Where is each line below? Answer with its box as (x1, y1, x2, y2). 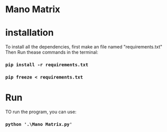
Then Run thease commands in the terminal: (5, 49, 99, 56)
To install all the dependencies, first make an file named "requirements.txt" (5, 44, 162, 50)
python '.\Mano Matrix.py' (5, 121, 73, 127)
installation (5, 27, 54, 39)
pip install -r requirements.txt (5, 62, 88, 68)
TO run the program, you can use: (5, 109, 77, 115)
